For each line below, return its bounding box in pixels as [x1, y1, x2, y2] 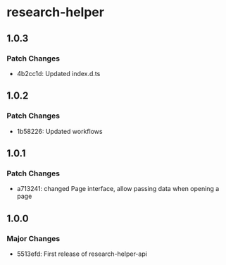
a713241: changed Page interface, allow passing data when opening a [16, 185, 220, 193]
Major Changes [6, 233, 61, 243]
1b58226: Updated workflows [16, 127, 103, 135]
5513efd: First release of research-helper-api [16, 249, 147, 258]
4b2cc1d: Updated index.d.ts [16, 69, 101, 78]
